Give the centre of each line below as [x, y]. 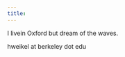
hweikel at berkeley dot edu [47, 46]
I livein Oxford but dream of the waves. [63, 33]
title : [17, 13]
